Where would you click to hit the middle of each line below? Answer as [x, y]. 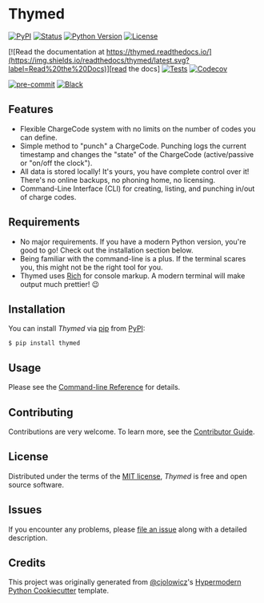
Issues [25, 510]
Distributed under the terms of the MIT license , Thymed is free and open [128, 476]
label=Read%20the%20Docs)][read [68, 68]
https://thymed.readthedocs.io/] [159, 51]
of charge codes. [48, 196]
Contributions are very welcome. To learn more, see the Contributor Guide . [132, 431]
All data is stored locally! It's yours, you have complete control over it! [134, 171]
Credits [27, 563]
